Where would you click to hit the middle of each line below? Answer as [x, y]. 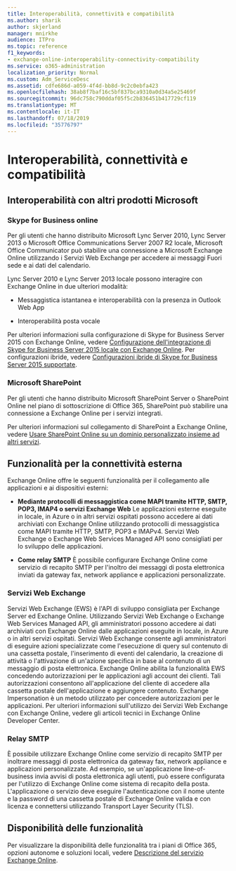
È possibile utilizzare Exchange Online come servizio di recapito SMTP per [115, 754]
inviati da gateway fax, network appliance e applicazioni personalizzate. [122, 575]
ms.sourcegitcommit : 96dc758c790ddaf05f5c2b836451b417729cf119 [102, 99]
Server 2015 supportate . [42, 365]
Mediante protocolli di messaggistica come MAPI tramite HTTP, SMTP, [122, 502]
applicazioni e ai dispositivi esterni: [58, 488]
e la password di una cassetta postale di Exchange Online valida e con [109, 799]
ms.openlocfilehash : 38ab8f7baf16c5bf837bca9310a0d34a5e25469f [102, 92]
